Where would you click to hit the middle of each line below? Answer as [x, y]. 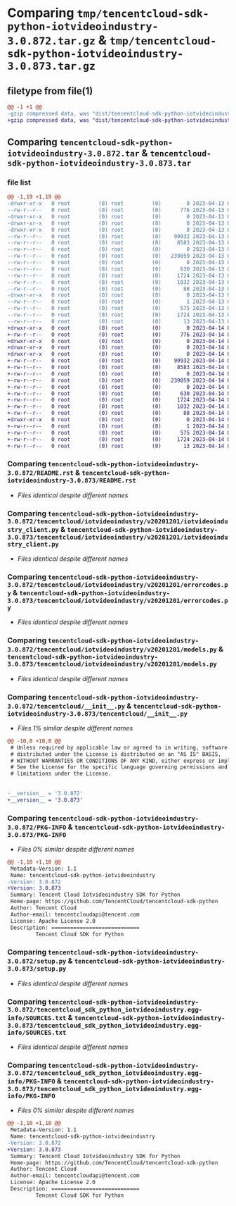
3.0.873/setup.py [37, 969]
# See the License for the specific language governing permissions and [119, 767]
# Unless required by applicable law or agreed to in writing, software [119, 747]
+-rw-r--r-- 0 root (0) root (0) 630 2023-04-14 [116, 393]
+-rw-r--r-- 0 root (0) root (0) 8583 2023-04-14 [116, 368]
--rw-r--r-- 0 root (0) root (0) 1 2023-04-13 [116, 302]
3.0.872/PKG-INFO [37, 827]
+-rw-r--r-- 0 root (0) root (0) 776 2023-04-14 [116, 335]
